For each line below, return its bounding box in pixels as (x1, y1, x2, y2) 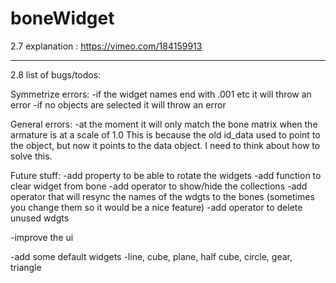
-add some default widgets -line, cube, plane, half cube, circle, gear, (10, 250, 293, 262)
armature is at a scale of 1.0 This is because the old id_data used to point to (10, 128, 321, 141)
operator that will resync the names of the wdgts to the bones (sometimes (10, 190, 315, 202)
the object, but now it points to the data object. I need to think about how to (10, 139, 321, 151)
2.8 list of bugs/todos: (10, 68, 102, 81)
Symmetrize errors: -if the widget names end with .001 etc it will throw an (10, 88, 312, 100)
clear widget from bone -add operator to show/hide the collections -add (10, 180, 308, 192)
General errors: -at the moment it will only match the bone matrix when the (10, 118, 318, 130)
